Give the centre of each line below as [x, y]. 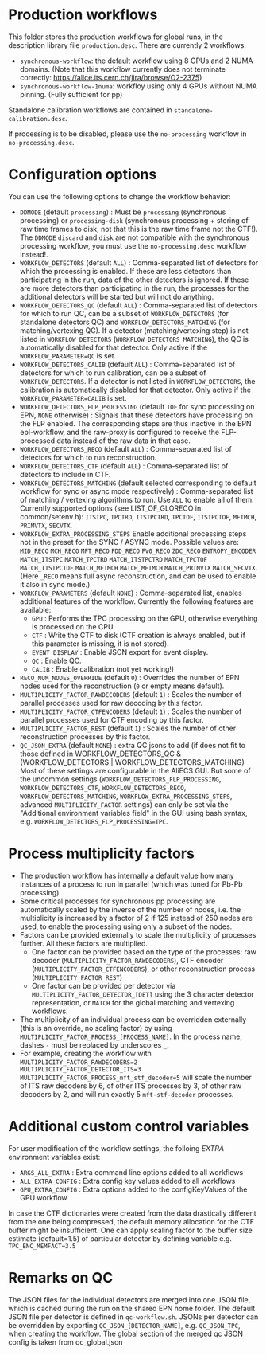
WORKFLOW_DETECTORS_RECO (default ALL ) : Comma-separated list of [125, 448]
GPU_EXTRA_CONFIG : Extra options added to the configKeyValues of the [133, 1189]
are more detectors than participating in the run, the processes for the [134, 288]
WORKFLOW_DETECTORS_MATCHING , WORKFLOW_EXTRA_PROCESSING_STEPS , [126, 796]
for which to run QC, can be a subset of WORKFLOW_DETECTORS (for [124, 313]
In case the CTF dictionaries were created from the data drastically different [132, 1213]
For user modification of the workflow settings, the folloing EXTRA [116, 1148]
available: [35, 609]
